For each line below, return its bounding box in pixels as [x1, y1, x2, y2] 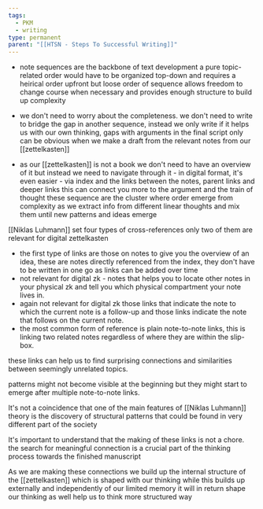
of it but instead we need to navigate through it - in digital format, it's [19, 168, 243, 178]
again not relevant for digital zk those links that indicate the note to [19, 299, 236, 308]
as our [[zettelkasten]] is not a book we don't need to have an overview [19, 160, 251, 169]
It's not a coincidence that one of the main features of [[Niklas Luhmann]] [8, 403, 246, 413]
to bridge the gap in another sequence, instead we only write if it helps [19, 120, 250, 129]
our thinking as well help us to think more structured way [8, 492, 193, 502]
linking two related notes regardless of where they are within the [19, 332, 229, 342]
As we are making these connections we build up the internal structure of [8, 467, 246, 477]
